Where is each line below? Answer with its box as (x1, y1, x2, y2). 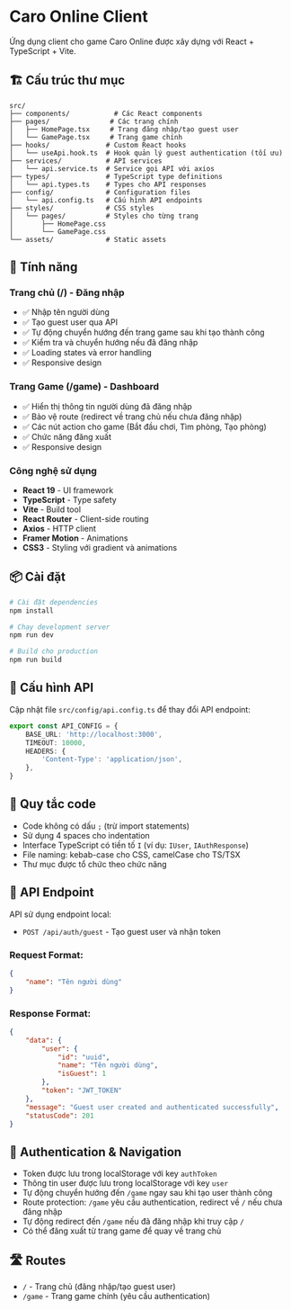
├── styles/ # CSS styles (9, 203, 154, 212)
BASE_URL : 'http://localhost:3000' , (25, 730, 163, 739)
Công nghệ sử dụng (9, 464, 97, 477)
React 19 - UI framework (22, 485, 114, 496)
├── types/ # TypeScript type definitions (9, 172, 223, 181)
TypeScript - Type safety (22, 495, 117, 506)
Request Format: (9, 948, 84, 961)
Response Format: (9, 1007, 92, 1019)
